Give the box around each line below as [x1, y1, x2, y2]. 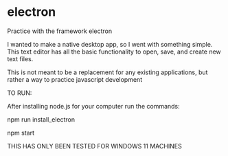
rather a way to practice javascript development [7, 75, 143, 83]
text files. [7, 54, 34, 63]
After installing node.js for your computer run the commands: [7, 102, 180, 110]
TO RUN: [7, 89, 32, 97]
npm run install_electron [7, 115, 76, 124]
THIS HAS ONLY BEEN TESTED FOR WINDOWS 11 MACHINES [7, 142, 182, 150]
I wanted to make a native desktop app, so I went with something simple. [7, 40, 213, 48]
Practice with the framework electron [7, 27, 112, 35]
